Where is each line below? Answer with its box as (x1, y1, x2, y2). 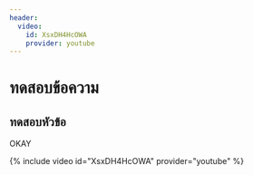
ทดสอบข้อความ (9, 78, 100, 98)
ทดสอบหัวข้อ (9, 114, 66, 130)
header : (9, 13, 39, 23)
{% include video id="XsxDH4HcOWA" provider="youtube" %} (9, 156, 245, 167)
